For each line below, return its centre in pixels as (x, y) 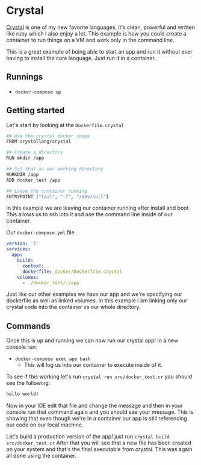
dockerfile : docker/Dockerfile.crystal (72, 272)
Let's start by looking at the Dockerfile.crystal (65, 125)
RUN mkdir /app (25, 158)
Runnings (25, 77)
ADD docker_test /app (33, 180)
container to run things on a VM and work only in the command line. (90, 40)
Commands (29, 326)
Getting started (36, 111)
